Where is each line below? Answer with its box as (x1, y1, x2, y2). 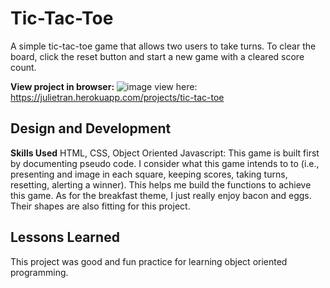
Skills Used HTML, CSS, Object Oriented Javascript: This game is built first (10, 147, 320, 159)
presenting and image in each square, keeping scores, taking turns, (10, 168, 288, 180)
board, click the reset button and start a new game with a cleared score (10, 50, 305, 62)
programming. (10, 266, 69, 278)
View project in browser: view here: (10, 80, 198, 92)
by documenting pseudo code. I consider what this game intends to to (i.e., (10, 157, 320, 169)
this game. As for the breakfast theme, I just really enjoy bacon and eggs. (10, 189, 312, 201)
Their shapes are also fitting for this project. (10, 200, 191, 212)
